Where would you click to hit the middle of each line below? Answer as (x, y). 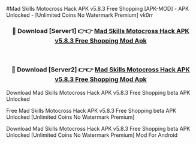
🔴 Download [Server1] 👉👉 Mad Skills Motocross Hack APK (101, 31)
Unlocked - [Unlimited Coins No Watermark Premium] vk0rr (80, 15)
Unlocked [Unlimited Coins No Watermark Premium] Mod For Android (92, 135)
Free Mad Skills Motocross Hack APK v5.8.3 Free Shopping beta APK (91, 110)
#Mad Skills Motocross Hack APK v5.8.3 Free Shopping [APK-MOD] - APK (98, 9)
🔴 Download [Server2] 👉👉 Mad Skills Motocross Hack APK (101, 70)
